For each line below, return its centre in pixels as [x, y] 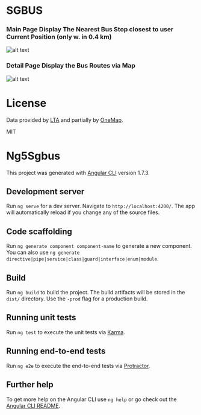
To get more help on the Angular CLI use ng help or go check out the [91, 399]
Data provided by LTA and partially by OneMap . [65, 120]
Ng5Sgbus [33, 156]
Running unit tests [41, 318]
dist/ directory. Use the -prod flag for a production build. [77, 299]
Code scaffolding [39, 231]
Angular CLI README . [33, 405]
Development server [45, 192]
